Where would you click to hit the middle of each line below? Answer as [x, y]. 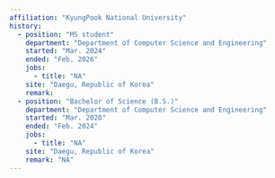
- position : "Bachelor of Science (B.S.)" [98, 101]
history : [26, 26]
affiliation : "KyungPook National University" [98, 18]
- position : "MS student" [66, 34]
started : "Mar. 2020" [66, 118]
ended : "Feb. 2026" [62, 59]
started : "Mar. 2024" [66, 51]
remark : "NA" [50, 160]
